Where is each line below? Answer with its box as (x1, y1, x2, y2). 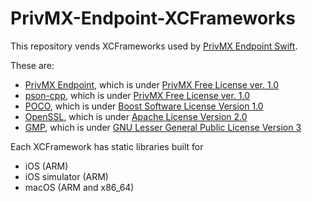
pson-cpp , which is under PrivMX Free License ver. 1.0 (24, 89, 251, 101)
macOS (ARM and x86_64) (24, 181, 135, 193)
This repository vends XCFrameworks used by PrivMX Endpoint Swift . (10, 40, 298, 52)
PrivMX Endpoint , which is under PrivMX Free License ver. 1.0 (24, 78, 280, 91)
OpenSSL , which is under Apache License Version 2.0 (24, 110, 248, 122)
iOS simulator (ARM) (24, 170, 109, 182)
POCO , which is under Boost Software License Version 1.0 (24, 100, 264, 112)
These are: (10, 59, 55, 71)
